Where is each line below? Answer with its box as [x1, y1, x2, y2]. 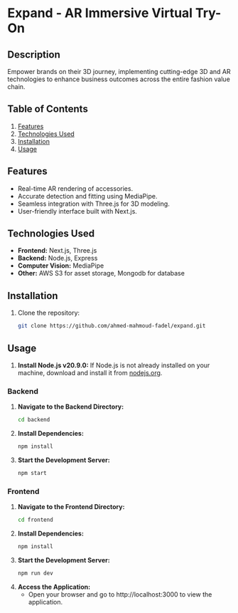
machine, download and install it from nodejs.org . [17, 368, 163, 377]
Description [7, 48, 60, 61]
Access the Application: [17, 582, 91, 591]
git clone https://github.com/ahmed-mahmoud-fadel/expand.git [17, 323, 206, 330]
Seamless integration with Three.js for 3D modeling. [17, 199, 171, 208]
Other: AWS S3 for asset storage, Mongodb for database [17, 269, 185, 278]
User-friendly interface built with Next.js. [17, 206, 137, 215]
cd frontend [17, 516, 53, 524]
